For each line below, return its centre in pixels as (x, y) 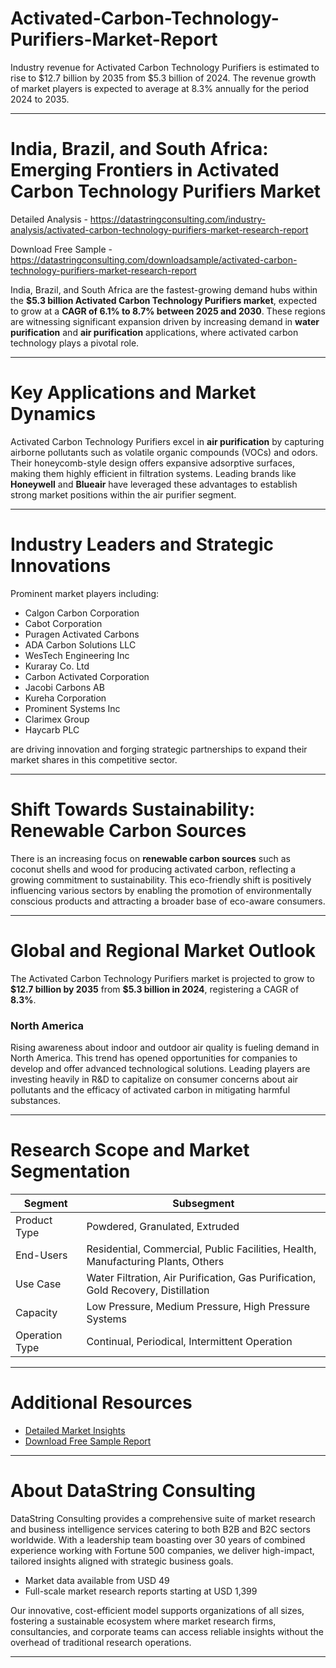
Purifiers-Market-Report (114, 39)
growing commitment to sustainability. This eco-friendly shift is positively (161, 879)
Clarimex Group (57, 719)
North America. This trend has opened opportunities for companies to (154, 1058)
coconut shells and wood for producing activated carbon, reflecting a (153, 869)
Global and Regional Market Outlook (163, 950)
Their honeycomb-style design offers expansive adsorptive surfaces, (153, 463)
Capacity (36, 1312)
